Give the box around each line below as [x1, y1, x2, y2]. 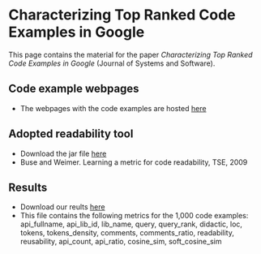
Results [8, 180, 48, 194]
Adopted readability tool [8, 127, 134, 141]
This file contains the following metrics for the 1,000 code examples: [19, 211, 249, 221]
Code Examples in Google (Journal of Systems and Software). [8, 58, 216, 68]
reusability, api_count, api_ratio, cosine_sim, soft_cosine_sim [19, 237, 222, 247]
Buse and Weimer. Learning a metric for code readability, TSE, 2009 [19, 157, 248, 167]
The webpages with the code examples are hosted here [19, 103, 207, 113]
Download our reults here [19, 202, 105, 212]
